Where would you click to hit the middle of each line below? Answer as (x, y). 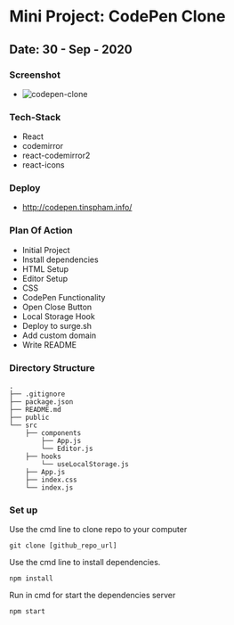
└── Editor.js (67, 449)
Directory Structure (52, 367)
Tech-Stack (35, 117)
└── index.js (49, 488)
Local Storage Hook (58, 316)
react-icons (43, 165)
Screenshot (35, 75)
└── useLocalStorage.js (85, 465)
